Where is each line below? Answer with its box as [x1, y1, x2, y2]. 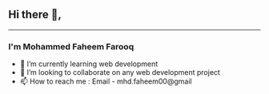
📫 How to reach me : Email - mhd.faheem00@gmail [19, 76, 192, 86]
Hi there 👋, [8, 8, 62, 22]
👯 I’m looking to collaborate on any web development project [19, 68, 220, 77]
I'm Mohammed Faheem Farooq [8, 41, 134, 52]
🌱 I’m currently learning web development [19, 59, 159, 69]
